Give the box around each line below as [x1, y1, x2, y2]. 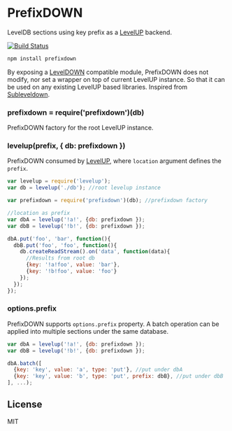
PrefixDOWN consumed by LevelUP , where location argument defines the [7, 157, 222, 165]
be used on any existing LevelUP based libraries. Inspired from [7, 83, 188, 91]
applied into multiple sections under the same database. [7, 327, 169, 335]
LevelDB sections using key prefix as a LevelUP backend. [7, 28, 173, 36]
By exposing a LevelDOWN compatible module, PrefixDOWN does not [7, 68, 209, 76]
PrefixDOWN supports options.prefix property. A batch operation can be [7, 320, 219, 328]
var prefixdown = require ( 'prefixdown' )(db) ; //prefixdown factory [7, 197, 208, 204]
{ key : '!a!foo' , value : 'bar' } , [25, 261, 120, 269]
